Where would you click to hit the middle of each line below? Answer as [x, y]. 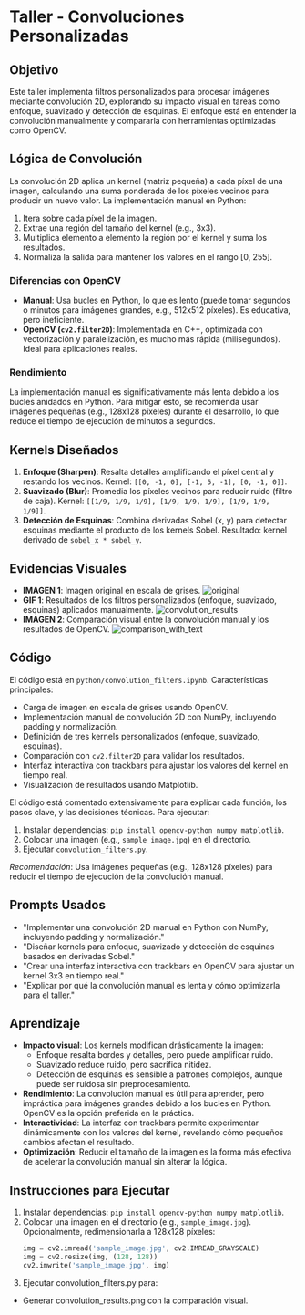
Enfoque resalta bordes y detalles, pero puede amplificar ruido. [155, 1055]
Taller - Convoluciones [97, 17]
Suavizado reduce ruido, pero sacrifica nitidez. [124, 1065]
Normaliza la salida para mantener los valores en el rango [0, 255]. [147, 256]
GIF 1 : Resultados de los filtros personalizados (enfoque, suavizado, [150, 600]
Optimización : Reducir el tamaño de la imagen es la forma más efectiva [157, 1152]
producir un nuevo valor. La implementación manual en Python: [128, 200]
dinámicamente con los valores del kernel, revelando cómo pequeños [153, 1133]
